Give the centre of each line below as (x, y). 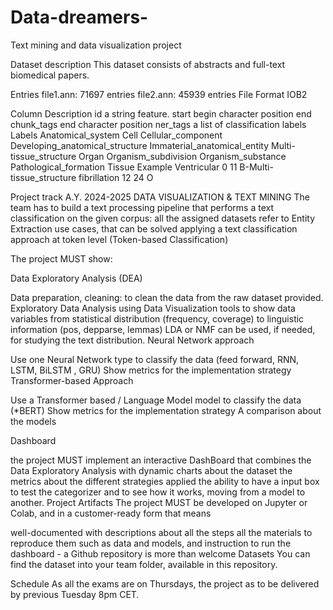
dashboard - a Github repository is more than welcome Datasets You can (160, 553)
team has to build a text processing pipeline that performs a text (142, 207)
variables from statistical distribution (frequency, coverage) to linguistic (157, 318)
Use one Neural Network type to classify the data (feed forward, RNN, (155, 359)
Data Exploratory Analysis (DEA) (76, 278)
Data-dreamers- (79, 17)
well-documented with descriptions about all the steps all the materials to (161, 532)
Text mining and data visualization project (96, 45)
